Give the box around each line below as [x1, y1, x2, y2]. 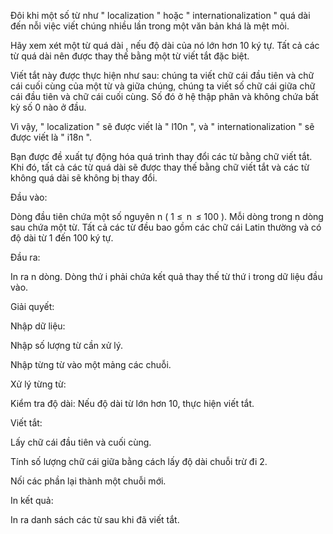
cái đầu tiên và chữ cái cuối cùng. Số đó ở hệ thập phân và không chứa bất [10, 91, 319, 102]
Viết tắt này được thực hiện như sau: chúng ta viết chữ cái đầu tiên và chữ [10, 70, 315, 81]
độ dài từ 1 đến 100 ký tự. [10, 232, 114, 244]
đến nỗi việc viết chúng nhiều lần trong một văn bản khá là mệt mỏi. [10, 20, 290, 32]
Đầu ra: [10, 251, 41, 263]
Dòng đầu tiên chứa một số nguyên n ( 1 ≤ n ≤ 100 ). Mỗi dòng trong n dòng [10, 211, 324, 222]
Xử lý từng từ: [10, 378, 67, 390]
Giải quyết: [10, 301, 55, 312]
